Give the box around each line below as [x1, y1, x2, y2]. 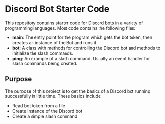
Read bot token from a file [12, 102, 66, 109]
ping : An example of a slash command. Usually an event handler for [12, 55, 150, 61]
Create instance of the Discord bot [12, 108, 83, 114]
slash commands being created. [12, 61, 78, 66]
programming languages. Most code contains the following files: [5, 25, 136, 31]
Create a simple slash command [12, 113, 78, 119]
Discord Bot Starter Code [5, 3, 110, 15]
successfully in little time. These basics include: [5, 93, 102, 99]
